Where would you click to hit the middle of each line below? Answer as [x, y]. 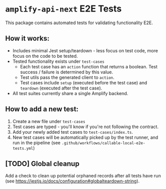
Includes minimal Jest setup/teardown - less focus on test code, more [85, 50]
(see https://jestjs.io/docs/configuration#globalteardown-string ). [72, 181]
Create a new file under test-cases [49, 121]
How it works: [27, 38]
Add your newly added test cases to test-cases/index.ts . [73, 132]
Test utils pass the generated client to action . [67, 77]
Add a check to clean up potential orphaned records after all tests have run [83, 176]
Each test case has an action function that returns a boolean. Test [89, 66]
